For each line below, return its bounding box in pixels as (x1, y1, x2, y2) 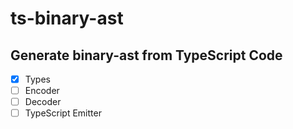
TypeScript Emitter (24, 107, 102, 119)
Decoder (24, 96, 62, 108)
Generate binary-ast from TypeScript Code (10, 47, 283, 64)
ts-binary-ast (10, 7, 124, 30)
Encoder (24, 85, 60, 97)
